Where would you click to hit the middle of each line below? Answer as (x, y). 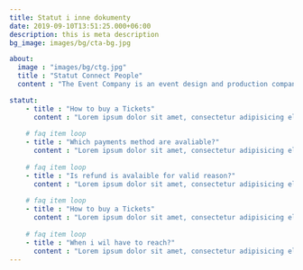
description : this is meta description (84, 34)
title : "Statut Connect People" (80, 76)
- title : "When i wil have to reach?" (101, 243)
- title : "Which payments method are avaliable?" (123, 142)
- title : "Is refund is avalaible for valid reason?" (131, 175)
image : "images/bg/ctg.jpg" (72, 67)
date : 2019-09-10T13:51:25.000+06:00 (80, 26)
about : (22, 59)
